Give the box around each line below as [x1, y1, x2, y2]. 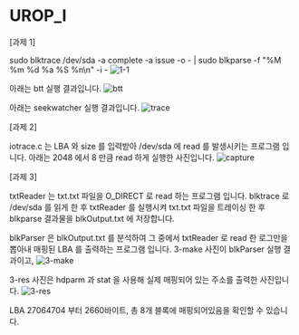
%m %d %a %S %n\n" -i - [9, 64, 109, 75]
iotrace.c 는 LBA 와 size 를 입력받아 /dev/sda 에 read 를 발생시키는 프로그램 [9, 140, 281, 151]
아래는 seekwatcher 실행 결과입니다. [9, 101, 140, 113]
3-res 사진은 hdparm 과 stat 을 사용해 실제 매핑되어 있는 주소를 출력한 [9, 273, 258, 285]
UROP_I [9, 5, 67, 26]
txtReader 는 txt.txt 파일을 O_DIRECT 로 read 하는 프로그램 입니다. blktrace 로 [9, 190, 290, 201]
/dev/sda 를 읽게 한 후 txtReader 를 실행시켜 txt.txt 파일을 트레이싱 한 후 [9, 201, 265, 213]
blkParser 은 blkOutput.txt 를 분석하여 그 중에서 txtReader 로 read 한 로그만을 [9, 232, 288, 243]
